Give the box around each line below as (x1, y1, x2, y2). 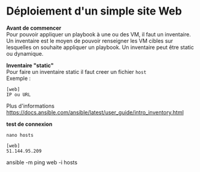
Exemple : (6, 74, 31, 82)
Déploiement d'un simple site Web (6, 4, 182, 18)
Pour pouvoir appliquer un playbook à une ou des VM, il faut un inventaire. (6, 30, 192, 38)
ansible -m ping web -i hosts (6, 159, 77, 166)
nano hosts (6, 132, 34, 138)
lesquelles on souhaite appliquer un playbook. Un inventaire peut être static (6, 44, 195, 51)
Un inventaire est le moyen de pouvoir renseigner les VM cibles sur (6, 37, 173, 44)
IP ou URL (6, 91, 31, 98)
